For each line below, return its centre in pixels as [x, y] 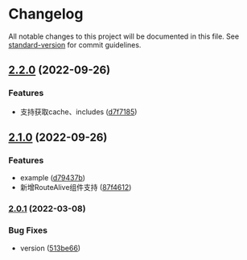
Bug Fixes [28, 230]
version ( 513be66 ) [50, 248]
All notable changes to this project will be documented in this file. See [124, 36]
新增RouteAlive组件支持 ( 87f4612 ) [76, 188]
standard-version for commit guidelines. [75, 44]
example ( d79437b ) [53, 178]
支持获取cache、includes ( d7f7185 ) [78, 111]
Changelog [46, 14]
